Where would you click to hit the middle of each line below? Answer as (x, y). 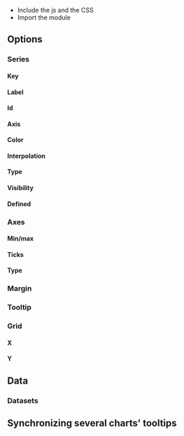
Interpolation (26, 156)
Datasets (23, 400)
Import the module (44, 17)
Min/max (21, 239)
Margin (20, 289)
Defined (19, 204)
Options (25, 39)
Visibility (20, 188)
